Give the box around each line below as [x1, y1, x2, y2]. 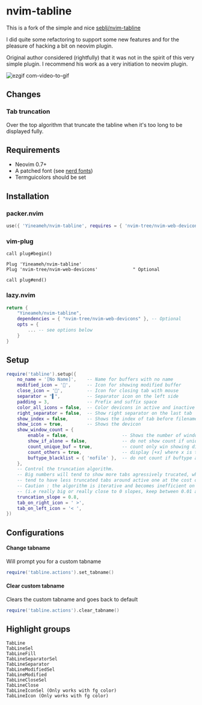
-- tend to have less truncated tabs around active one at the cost [17, 477, 192, 483]
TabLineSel [6, 645, 34, 651]
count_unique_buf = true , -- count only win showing [28, 444, 189, 450]
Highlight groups [6, 624, 71, 635]
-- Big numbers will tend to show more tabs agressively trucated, [17, 471, 189, 478]
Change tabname [6, 544, 50, 551]
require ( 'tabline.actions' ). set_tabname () [6, 569, 114, 576]
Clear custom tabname [6, 582, 65, 589]
